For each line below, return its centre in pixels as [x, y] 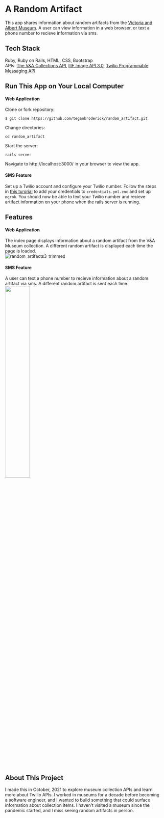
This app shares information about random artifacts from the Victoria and [79, 23]
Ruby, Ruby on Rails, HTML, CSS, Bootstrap [49, 60]
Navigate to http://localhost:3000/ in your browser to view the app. [72, 164]
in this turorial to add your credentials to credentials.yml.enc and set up [78, 191]
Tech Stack [23, 48]
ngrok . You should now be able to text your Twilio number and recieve [75, 196]
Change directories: [25, 128]
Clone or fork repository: [30, 109]
